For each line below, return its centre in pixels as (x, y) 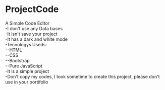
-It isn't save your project (32, 34)
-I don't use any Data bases (34, 28)
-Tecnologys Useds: (26, 44)
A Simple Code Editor (27, 23)
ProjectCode (32, 9)
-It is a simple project (27, 71)
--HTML (14, 50)
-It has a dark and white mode (37, 39)
